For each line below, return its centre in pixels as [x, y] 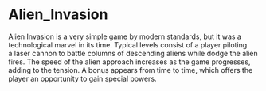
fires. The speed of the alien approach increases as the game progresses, [129, 62]
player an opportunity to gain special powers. [82, 78]
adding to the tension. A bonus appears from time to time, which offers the [131, 70]
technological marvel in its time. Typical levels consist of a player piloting [128, 44]
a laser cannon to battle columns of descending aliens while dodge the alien [133, 53]
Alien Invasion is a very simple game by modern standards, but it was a [125, 36]
